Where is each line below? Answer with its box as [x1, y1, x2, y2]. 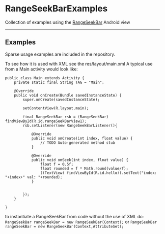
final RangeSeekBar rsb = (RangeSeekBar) [23, 114, 109, 119]
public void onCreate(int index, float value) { [31, 136, 133, 141]
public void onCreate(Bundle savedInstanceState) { [14, 93, 122, 98]
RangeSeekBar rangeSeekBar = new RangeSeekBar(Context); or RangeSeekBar [5, 219, 157, 225]
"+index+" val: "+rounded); [5, 174, 63, 180]
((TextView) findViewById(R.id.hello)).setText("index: [40, 170, 157, 175]
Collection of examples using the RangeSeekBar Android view [5, 19, 131, 25]
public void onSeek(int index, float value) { [31, 157, 129, 163]
